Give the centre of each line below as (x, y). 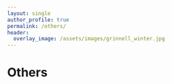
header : (18, 32)
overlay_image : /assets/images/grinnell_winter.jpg (89, 39)
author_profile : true (38, 20)
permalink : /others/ (37, 26)
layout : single (29, 13)
